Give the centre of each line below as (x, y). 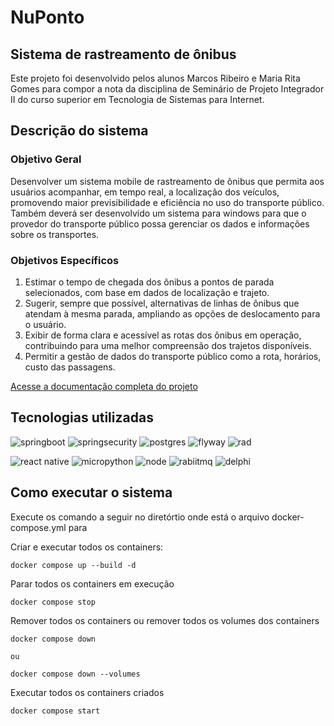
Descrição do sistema (79, 131)
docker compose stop (53, 602)
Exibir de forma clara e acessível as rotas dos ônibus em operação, (163, 335)
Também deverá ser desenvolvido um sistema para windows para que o (158, 213)
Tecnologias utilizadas (82, 417)
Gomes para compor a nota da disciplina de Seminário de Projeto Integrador (167, 89)
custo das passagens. (70, 367)
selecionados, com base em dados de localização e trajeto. (147, 292)
